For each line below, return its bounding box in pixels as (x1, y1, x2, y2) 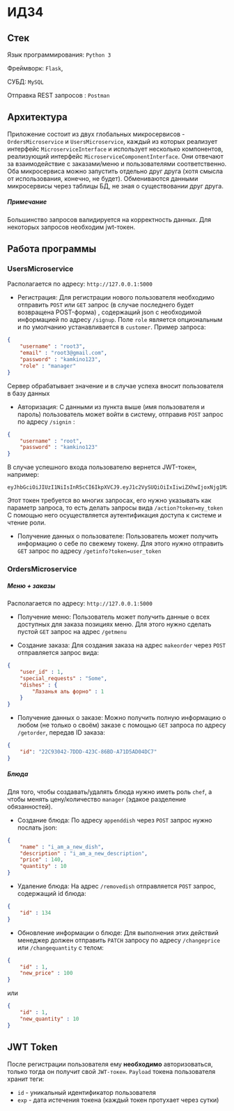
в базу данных (7, 389, 50, 397)
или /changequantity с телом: (17, 943, 104, 952)
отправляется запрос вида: (17, 649, 100, 657)
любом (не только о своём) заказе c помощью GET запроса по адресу (17, 721, 226, 730)
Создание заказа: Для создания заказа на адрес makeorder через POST (17, 641, 226, 649)
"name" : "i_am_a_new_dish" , (19, 843, 104, 851)
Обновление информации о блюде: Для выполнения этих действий (17, 928, 219, 936)
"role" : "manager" (19, 362, 77, 369)
